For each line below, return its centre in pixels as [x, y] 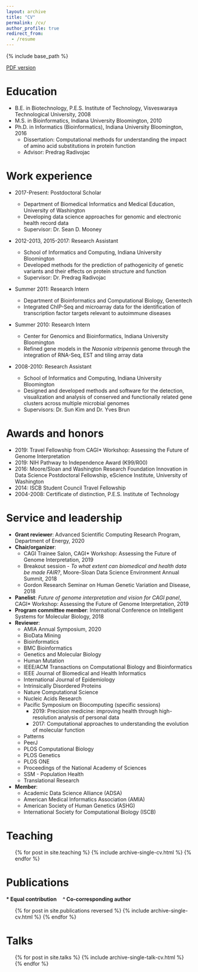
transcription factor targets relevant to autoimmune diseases [97, 313]
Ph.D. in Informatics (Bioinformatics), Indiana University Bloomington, [99, 127]
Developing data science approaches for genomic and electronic [102, 217]
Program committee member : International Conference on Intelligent [99, 610]
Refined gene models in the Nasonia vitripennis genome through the [107, 348]
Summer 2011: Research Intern [52, 289]
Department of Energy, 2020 [49, 541]
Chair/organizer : [35, 547]
